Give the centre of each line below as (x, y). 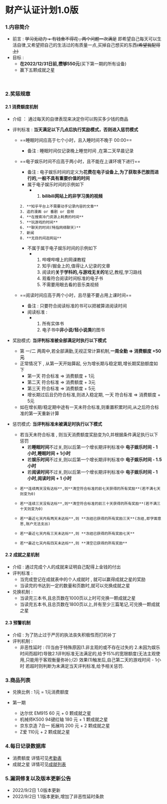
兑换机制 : (22, 591)
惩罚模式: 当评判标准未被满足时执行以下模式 (57, 424)
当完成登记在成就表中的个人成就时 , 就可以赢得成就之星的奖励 (83, 579)
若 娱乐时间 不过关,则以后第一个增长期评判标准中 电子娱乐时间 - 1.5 (94, 459)
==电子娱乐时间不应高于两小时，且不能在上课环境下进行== (80, 161)
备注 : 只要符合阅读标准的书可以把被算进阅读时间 (77, 305)
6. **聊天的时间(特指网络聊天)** (50, 228)
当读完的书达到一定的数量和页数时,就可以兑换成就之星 (75, 585)
